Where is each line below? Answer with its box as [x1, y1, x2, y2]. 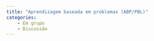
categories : [6, 14, 37, 20]
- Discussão [17, 25, 47, 32]
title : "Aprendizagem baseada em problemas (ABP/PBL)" [6, 8, 149, 15]
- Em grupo [17, 20, 45, 26]
